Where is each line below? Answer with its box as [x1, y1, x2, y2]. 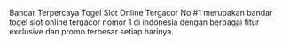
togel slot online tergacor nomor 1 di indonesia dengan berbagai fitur [9, 17, 260, 27]
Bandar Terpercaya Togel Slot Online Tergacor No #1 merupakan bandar [9, 8, 273, 18]
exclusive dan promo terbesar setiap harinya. [9, 26, 175, 36]
